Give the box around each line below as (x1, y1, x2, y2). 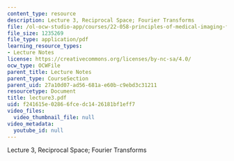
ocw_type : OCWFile (7, 62, 61, 69)
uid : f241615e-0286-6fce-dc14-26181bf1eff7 (7, 101, 136, 108)
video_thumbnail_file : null (13, 114, 95, 121)
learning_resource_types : (7, 43, 82, 49)
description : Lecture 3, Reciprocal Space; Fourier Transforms (7, 17, 195, 24)
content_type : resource (7, 10, 77, 17)
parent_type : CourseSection (7, 75, 89, 82)
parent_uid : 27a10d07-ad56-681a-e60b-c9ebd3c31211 (7, 82, 157, 89)
